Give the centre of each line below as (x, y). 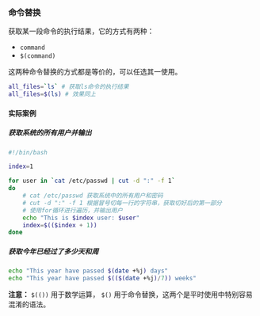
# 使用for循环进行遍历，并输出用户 (73, 210)
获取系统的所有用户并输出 (50, 133)
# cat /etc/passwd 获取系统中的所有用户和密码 (93, 196)
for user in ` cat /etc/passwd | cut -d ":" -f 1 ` (92, 181)
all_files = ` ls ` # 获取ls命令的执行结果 (69, 87)
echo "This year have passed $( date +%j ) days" (88, 271)
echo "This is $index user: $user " (81, 218)
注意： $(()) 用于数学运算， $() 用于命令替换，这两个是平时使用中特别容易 (131, 295)
